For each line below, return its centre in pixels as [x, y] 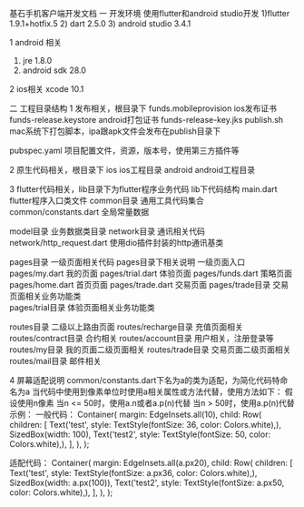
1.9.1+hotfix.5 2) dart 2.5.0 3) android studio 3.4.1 [100, 24]
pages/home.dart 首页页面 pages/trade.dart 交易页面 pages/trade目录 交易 [149, 284]
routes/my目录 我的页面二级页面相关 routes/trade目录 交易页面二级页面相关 [150, 350]
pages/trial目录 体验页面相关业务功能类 [83, 307]
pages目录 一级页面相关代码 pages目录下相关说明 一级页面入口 [127, 262]
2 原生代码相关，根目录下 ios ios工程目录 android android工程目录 [132, 170]
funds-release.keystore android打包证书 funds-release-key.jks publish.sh [147, 120]
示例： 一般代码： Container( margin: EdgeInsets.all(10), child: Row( [136, 414]
